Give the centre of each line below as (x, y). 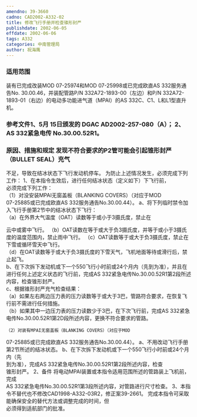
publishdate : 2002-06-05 (36, 28)
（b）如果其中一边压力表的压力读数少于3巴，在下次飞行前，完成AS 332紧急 (98, 311)
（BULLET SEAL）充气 (38, 159)
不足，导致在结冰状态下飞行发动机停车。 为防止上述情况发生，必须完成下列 (97, 173)
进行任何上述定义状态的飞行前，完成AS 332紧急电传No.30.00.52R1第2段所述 (99, 274)
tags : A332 (19, 39)
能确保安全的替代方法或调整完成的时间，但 (58, 401)
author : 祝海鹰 (23, 50)
